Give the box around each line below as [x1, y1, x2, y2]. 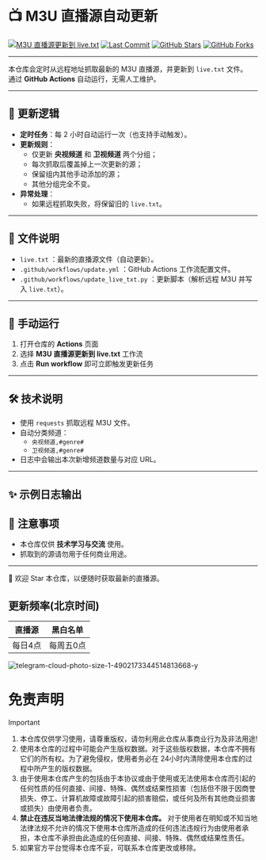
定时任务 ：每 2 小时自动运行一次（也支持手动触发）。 [19, 129, 192, 139]
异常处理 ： [19, 189, 55, 198]
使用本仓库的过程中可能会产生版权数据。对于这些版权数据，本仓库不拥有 [19, 744, 256, 754]
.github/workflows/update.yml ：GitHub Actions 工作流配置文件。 [19, 264, 235, 273]
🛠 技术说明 [8, 392, 63, 405]
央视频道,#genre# [31, 438, 85, 446]
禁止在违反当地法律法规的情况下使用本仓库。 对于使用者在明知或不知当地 [19, 813, 258, 823]
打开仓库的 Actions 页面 [19, 339, 99, 349]
